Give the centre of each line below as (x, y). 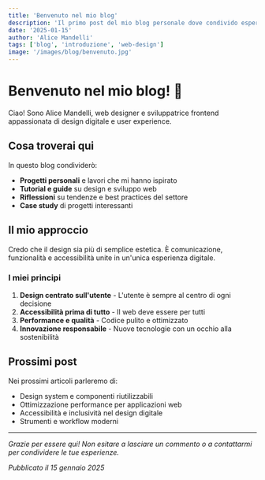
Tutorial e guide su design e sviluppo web (88, 188)
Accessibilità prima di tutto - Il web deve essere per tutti (112, 311)
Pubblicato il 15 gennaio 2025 (56, 467)
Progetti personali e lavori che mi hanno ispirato (98, 180)
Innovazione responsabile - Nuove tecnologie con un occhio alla (126, 329)
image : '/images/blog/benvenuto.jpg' (70, 52)
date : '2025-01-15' (40, 30)
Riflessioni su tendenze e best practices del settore (104, 197)
